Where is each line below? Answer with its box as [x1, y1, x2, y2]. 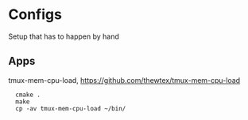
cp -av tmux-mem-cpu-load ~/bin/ [15, 104, 126, 112]
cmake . [15, 91, 41, 99]
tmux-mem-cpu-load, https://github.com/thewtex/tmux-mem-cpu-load [8, 75, 241, 84]
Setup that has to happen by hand [8, 32, 119, 41]
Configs [8, 6, 62, 24]
